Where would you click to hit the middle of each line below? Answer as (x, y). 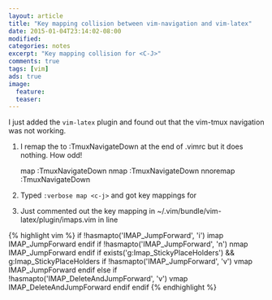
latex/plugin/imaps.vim (58, 220)
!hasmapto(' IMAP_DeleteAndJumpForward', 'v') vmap (98, 279)
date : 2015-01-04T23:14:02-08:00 (65, 31)
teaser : (29, 99)
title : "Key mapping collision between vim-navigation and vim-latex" (130, 24)
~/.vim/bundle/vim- (189, 211)
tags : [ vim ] (28, 69)
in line (108, 220)
